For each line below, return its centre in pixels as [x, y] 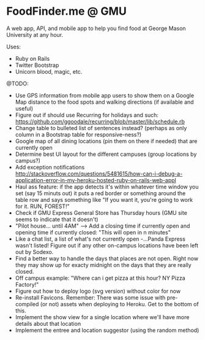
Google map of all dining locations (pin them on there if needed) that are [106, 141]
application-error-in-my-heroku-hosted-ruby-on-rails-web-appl [95, 180]
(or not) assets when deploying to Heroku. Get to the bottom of [119, 304]
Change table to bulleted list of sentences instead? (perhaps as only [101, 128]
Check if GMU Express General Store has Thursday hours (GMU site [101, 212]
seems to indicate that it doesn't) [57, 219]
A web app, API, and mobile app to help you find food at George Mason [96, 28]
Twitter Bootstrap [37, 65]
